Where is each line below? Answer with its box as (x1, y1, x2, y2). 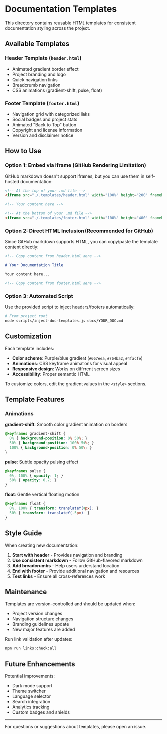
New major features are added (12, 626, 75, 633)
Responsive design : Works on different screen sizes (12, 366, 120, 372)
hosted (5, 178, 20, 184)
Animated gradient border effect (12, 66, 79, 72)
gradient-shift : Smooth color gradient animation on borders (5, 421, 128, 428)
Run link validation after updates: (5, 636, 73, 642)
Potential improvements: (5, 673, 55, 679)
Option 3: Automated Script (5, 292, 73, 299)
